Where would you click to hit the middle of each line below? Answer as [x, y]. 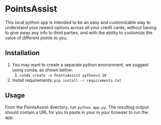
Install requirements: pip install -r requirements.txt [67, 80]
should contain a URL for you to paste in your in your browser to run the [77, 112]
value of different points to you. [36, 38]
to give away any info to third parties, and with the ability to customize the [79, 32]
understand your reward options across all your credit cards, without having [81, 27]
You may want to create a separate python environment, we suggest [80, 64]
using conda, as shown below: [42, 70]
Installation [22, 53]
